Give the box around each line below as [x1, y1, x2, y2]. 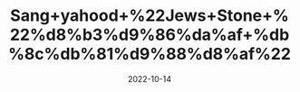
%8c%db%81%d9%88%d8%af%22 [7, 44, 292, 64]
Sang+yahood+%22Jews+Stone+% [10, 5, 289, 26]
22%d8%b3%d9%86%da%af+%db [9, 24, 290, 45]
